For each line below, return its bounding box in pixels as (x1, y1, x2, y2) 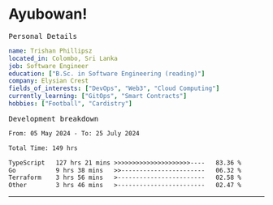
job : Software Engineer (8, 62, 89, 70)
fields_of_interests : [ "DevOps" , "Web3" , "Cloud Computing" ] (8, 84, 220, 93)
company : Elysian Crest (8, 77, 89, 85)
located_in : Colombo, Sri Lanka (8, 54, 118, 62)
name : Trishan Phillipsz (8, 46, 93, 55)
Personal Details (8, 32, 77, 41)
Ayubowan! (8, 5, 88, 23)
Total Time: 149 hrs (8, 143, 79, 152)
